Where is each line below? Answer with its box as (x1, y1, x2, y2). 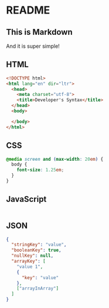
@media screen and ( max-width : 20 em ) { (6, 156, 104, 162)
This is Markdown (6, 27, 73, 37)
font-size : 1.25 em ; (16, 167, 64, 173)
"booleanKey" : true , (11, 247, 62, 253)
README (6, 4, 50, 17)
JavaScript (6, 194, 47, 204)
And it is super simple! (6, 42, 60, 49)
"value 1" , (16, 263, 43, 270)
